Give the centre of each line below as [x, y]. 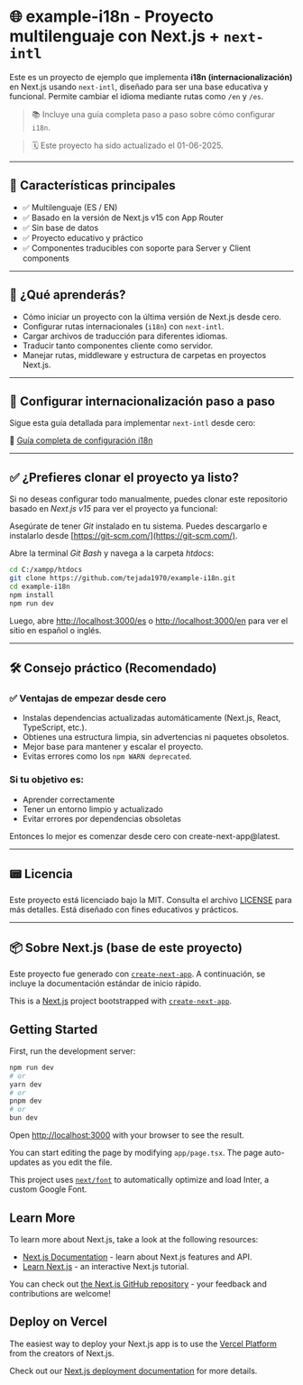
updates [25, 1162]
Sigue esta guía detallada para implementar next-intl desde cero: [133, 423]
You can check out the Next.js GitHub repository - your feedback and [138, 1284]
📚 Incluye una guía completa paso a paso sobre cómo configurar [153, 114]
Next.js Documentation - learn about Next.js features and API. [137, 1257]
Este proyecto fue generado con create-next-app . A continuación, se [138, 974]
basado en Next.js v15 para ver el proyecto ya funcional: [114, 509]
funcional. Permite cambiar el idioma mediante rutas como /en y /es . [137, 96]
